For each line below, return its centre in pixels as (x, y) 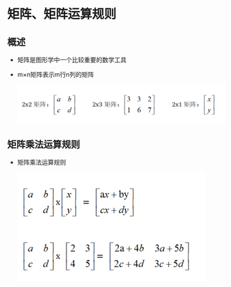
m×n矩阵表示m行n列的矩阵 (56, 74)
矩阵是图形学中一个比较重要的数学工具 (72, 60)
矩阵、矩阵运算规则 (62, 14)
